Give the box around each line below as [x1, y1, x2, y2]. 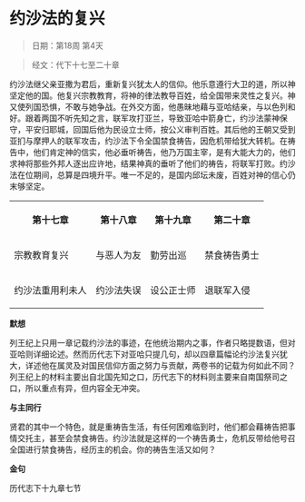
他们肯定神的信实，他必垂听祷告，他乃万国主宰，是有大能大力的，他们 [33, 146, 296, 157]
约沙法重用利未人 [14, 283, 88, 296]
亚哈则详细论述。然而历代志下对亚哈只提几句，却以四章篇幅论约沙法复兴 [9, 349, 280, 359]
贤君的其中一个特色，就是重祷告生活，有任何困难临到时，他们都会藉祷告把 [9, 421, 288, 432]
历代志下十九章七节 [9, 482, 82, 493]
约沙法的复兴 [9, 8, 106, 29]
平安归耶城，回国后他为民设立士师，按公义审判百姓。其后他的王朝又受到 [25, 123, 296, 134]
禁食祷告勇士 [204, 249, 261, 261]
